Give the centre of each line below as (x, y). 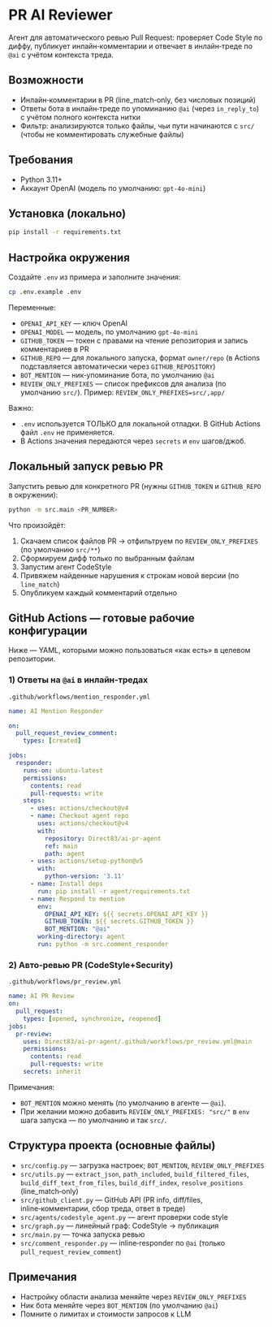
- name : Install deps (67, 884)
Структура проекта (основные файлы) (112, 1145)
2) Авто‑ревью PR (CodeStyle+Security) (91, 965)
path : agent (65, 854)
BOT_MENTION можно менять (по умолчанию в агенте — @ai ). (123, 1103)
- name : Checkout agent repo (79, 816)
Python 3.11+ (41, 179)
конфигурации (48, 631)
